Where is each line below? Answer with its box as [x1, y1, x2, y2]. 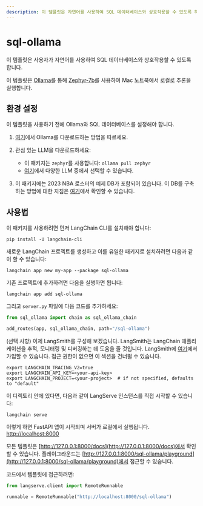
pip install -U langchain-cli [6, 236, 83, 243]
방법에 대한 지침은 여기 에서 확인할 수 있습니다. [26, 188, 135, 195]
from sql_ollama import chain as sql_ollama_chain [6, 315, 137, 321]
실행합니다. [6, 84, 33, 91]
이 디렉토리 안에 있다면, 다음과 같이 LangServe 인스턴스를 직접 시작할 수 [6, 392, 177, 399]
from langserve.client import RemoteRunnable [6, 482, 123, 489]
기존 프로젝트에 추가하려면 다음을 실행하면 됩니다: [6, 279, 123, 286]
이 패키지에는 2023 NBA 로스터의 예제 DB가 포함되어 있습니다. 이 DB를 [15, 180, 183, 187]
